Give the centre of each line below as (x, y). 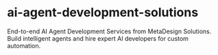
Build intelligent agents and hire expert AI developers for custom (98, 38)
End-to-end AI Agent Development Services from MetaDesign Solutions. (109, 31)
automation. (24, 45)
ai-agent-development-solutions (103, 13)
